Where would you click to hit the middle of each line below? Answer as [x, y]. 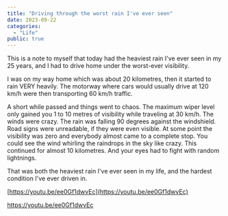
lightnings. [22, 158]
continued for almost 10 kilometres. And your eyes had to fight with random [113, 151]
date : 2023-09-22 [32, 20]
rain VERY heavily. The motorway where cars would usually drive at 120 [108, 86]
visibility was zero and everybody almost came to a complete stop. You [107, 136]
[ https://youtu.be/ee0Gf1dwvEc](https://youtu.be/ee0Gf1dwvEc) [98, 192]
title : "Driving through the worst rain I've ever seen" [90, 13]
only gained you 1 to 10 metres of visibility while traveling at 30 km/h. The [111, 115]
